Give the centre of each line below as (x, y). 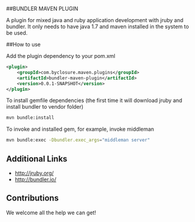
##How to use (23, 44)
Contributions (32, 198)
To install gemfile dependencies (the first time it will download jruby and (94, 100)
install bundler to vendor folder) (45, 107)
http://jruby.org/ (34, 173)
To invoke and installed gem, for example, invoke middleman (80, 129)
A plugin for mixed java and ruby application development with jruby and (95, 20)
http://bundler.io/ (35, 179)
